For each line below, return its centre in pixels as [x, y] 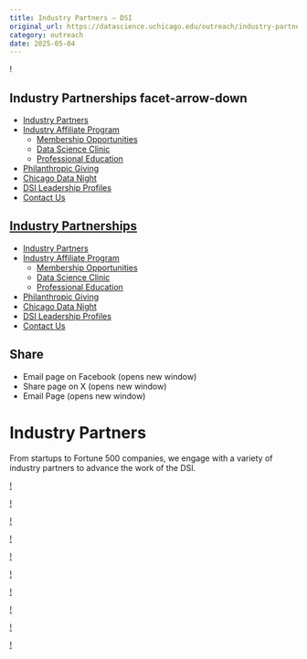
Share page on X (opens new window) [95, 386]
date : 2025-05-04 [42, 43]
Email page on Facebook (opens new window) [110, 376]
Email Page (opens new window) [84, 396]
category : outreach [47, 35]
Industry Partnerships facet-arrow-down [129, 98]
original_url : [37, 26]
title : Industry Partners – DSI [71, 18]
